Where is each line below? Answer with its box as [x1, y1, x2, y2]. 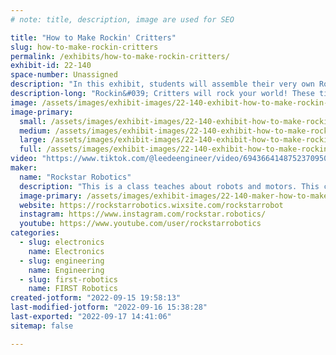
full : [19, 144, 43, 155]
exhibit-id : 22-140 [10, 61, 92, 71]
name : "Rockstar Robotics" [19, 172, 132, 182]
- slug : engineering [19, 256, 105, 266]
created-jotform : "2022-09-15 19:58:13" [10, 293, 182, 303]
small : [19, 116, 47, 126]
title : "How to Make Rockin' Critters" [10, 32, 177, 43]
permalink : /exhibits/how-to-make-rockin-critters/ [10, 51, 230, 61]
